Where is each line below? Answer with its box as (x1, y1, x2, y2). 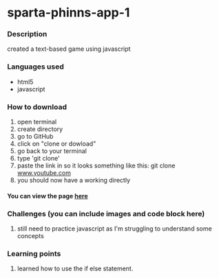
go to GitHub (17, 132, 54, 141)
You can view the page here (7, 192, 88, 200)
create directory (17, 125, 63, 133)
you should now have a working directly (17, 176, 131, 185)
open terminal (17, 118, 57, 126)
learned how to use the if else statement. (17, 264, 134, 273)
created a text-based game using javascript (7, 45, 131, 53)
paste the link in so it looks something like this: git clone (17, 161, 176, 170)
